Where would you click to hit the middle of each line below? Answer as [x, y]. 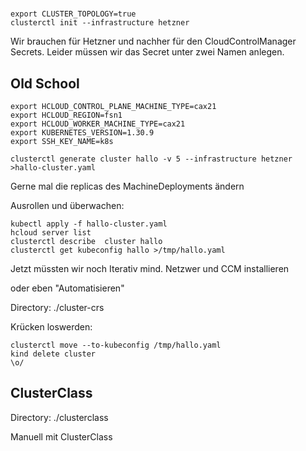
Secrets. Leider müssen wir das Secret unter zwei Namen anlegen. [147, 52]
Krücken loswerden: [51, 327]
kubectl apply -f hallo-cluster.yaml [89, 224]
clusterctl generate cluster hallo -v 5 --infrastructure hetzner [151, 159]
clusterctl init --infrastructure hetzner [100, 23]
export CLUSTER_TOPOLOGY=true [73, 14]
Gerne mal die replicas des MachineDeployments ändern [127, 186]
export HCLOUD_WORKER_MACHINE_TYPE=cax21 [98, 124]
